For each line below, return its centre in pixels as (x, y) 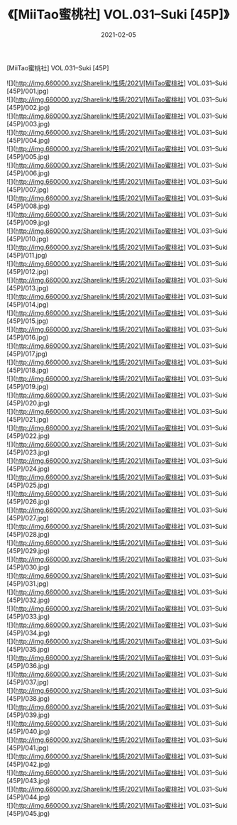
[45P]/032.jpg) (28, 600)
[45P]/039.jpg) (28, 715)
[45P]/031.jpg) (28, 584)
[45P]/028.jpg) (28, 534)
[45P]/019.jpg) (28, 386)
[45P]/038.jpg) (28, 698)
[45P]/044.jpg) (28, 797)
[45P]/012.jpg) (28, 271)
